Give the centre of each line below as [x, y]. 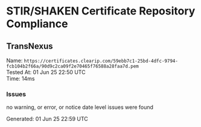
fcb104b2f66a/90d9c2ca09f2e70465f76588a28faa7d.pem [72, 66]
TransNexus [30, 46]
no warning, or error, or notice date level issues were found [80, 107]
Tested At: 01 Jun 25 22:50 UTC [46, 72]
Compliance [37, 24]
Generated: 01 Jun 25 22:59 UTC [47, 119]
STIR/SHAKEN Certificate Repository [101, 11]
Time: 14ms [21, 79]
